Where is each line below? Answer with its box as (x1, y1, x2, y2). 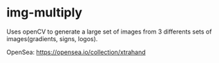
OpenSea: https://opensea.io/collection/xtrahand (6, 48, 146, 56)
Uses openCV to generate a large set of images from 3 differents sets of (6, 27, 212, 36)
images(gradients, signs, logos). (6, 34, 98, 42)
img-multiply (6, 5, 83, 21)
